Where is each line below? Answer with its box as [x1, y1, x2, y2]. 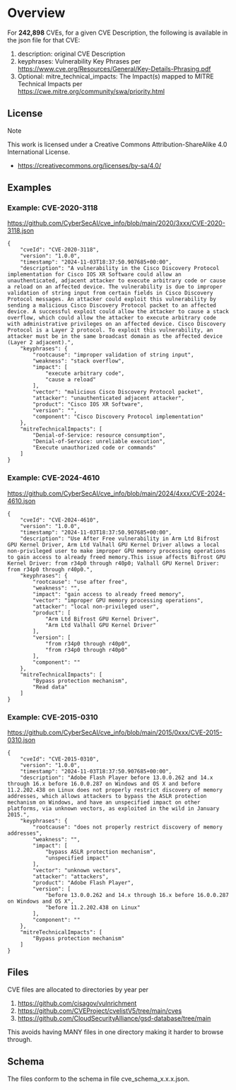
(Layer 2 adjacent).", [7, 339, 74, 346]
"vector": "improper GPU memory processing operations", [33, 597, 203, 604]
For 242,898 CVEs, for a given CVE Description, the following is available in [7, 28, 228, 37]
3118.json [7, 226, 34, 235]
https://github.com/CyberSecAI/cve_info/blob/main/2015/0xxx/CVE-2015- [7, 728, 223, 737]
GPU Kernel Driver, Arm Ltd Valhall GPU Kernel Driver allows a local [7, 541, 220, 549]
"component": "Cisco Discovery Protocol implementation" [33, 414, 203, 421]
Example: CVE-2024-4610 [7, 473, 100, 483]
